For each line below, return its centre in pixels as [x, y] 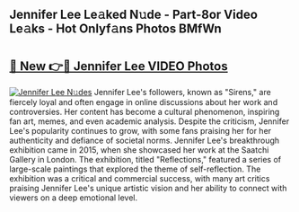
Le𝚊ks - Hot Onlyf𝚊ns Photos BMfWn [115, 29]
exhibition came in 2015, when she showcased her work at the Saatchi [139, 150]
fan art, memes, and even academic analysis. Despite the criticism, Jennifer [149, 121]
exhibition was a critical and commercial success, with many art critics [140, 178]
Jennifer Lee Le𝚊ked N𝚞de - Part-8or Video [134, 15]
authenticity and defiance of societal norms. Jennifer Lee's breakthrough [145, 140]
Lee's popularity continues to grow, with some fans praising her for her [141, 131]
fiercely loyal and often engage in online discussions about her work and [144, 102]
